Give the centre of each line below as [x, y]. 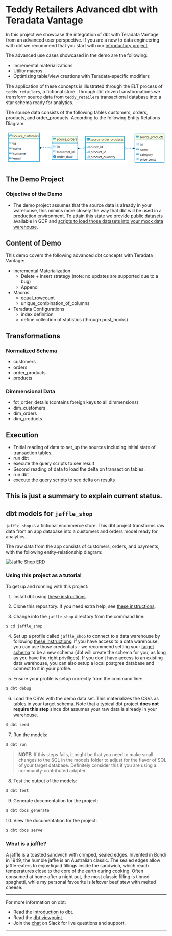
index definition [37, 314]
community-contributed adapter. [53, 771]
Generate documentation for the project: [56, 800]
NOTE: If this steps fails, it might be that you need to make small [86, 755]
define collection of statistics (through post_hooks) [74, 320]
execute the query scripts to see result [54, 464]
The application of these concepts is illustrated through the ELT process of [84, 86]
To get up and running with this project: [47, 586]
